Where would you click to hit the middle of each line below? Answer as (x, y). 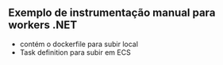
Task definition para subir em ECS (75, 52)
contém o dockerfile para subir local (79, 44)
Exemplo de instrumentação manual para (112, 13)
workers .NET (43, 25)
